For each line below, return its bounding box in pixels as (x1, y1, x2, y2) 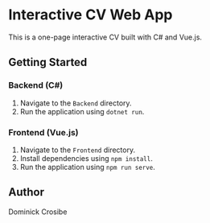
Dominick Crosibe (8, 207, 68, 217)
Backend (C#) (8, 80, 64, 91)
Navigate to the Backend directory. (19, 98, 132, 108)
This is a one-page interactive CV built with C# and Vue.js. (8, 32, 203, 42)
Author (8, 185, 44, 199)
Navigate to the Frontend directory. (19, 145, 135, 155)
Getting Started (8, 56, 88, 69)
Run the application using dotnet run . (19, 106, 145, 116)
